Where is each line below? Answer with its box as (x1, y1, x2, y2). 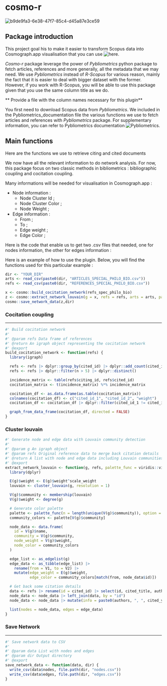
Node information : (12, 190, 51, 196)
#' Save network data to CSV (5, 639, 66, 645)
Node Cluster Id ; (19, 195, 55, 201)
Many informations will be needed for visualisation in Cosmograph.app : (5, 180, 153, 186)
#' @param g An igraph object (5, 447, 68, 452)
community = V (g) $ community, (14, 533, 75, 539)
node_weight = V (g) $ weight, (14, 538, 72, 543)
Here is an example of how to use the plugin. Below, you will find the (5, 256, 145, 263)
